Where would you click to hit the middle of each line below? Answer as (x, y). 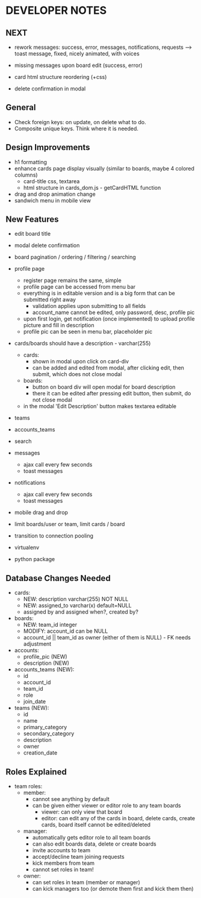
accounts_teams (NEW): (44, 670)
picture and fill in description (59, 325)
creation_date (40, 753)
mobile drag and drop (41, 512)
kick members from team (63, 863)
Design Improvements (48, 147)
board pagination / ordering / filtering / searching (75, 257)
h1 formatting (31, 162)
